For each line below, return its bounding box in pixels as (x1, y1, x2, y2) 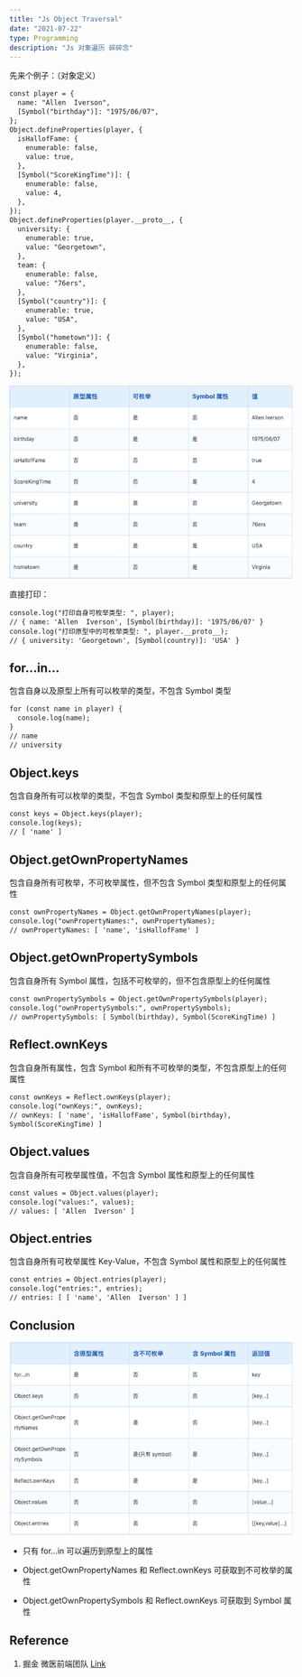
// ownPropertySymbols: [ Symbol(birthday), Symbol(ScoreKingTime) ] (9, 1012, 277, 1021)
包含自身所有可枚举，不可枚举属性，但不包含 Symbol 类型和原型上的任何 (9, 877, 279, 889)
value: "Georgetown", (25, 243, 106, 252)
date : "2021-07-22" (9, 23, 83, 33)
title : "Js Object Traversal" (9, 14, 124, 23)
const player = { (9, 89, 75, 98)
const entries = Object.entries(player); (9, 1275, 168, 1284)
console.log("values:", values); (9, 1197, 135, 1207)
